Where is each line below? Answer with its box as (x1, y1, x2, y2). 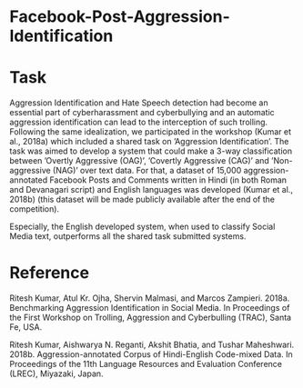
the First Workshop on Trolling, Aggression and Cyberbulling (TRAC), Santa (9, 312, 292, 323)
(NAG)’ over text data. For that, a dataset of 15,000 (53, 165, 242, 176)
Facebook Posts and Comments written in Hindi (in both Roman (49, 174, 288, 185)
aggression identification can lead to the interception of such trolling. (9, 116, 268, 128)
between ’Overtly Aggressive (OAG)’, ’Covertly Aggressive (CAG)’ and (9, 155, 270, 166)
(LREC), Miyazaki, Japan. (9, 368, 104, 379)
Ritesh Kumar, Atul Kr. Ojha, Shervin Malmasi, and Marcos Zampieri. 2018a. (9, 293, 290, 303)
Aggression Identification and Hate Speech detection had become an (9, 97, 268, 108)
